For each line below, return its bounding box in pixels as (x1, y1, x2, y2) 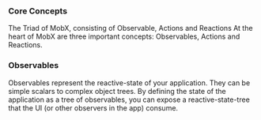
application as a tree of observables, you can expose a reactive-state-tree (8, 95, 251, 104)
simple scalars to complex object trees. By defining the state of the (8, 86, 227, 96)
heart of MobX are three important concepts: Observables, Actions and (8, 32, 240, 41)
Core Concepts (8, 6, 68, 17)
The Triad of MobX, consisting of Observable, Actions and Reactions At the (8, 24, 253, 33)
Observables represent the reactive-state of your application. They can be (8, 77, 251, 88)
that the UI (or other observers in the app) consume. (8, 103, 179, 112)
